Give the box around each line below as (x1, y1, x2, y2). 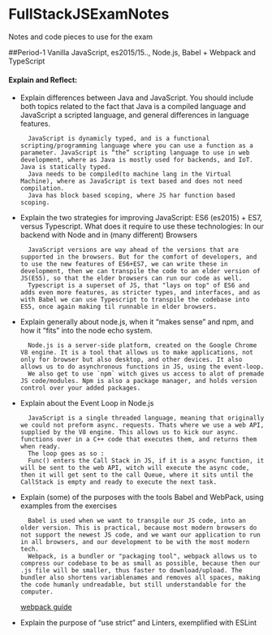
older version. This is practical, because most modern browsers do (19, 524, 257, 533)
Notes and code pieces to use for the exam (8, 32, 153, 41)
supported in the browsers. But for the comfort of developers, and (19, 253, 257, 261)
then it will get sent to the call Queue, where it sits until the (19, 471, 253, 480)
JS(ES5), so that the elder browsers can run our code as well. (19, 274, 243, 283)
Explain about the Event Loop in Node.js (19, 398, 154, 408)
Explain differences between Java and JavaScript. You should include (19, 93, 254, 102)
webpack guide (19, 602, 72, 612)
